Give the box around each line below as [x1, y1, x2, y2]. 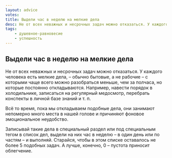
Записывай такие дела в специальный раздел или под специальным [5, 126, 156, 132]
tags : [5, 27, 17, 32]
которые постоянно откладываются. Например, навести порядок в [5, 85, 153, 91]
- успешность [14, 36, 42, 41]
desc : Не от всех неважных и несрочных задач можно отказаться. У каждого [5, 21, 168, 27]
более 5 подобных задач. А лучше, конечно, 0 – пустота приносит [5, 142, 150, 148]
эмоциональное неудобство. [5, 116, 69, 122]
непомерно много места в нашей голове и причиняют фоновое [5, 111, 144, 117]
